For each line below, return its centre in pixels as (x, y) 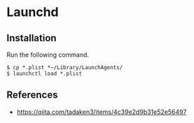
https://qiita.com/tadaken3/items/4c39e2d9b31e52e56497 (102, 112)
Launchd (33, 12)
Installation (32, 38)
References (32, 95)
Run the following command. (48, 55)
